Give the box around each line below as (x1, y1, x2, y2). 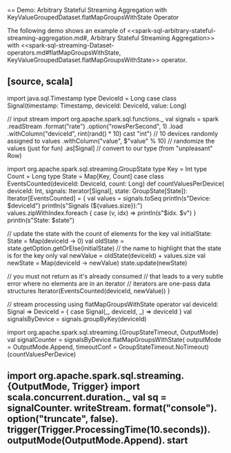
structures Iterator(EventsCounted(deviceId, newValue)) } (7, 286, 170, 295)
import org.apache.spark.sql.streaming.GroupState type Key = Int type (7, 165, 208, 173)
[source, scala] (7, 76, 74, 88)
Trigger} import (72, 381, 140, 392)
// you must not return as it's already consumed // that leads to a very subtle (7, 272, 224, 280)
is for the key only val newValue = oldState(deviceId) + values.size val (7, 251, 205, 259)
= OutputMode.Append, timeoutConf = (7, 343, 117, 351)
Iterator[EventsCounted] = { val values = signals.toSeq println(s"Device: (7, 194, 211, 202)
